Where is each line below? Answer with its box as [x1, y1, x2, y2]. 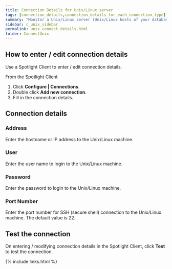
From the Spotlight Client [5, 74, 58, 80]
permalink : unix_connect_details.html [5, 27, 88, 32]
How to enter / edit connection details [5, 50, 128, 59]
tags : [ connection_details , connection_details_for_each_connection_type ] [5, 12, 166, 17]
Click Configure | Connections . [12, 83, 80, 89]
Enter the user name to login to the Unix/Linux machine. [5, 161, 123, 167]
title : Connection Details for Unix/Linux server [5, 7, 114, 13]
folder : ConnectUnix [5, 31, 50, 36]
